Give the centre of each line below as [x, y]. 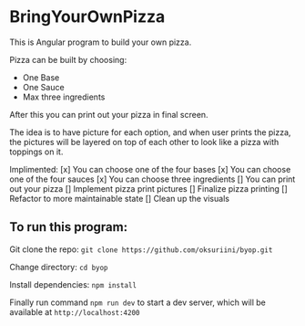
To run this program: [69, 227]
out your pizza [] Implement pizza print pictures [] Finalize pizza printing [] [149, 188]
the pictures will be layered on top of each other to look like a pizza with [144, 142]
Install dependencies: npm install [73, 284]
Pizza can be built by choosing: [68, 59]
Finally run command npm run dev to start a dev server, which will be [138, 302]
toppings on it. [36, 152]
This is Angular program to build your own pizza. [101, 42]
